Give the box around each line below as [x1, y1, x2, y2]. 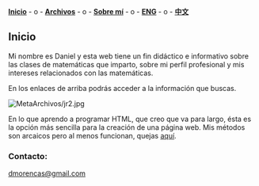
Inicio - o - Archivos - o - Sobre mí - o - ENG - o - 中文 [8, 7, 189, 16]
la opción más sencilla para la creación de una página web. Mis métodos [8, 122, 246, 132]
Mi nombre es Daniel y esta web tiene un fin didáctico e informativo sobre [8, 51, 249, 61]
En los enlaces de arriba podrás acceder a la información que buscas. [8, 83, 237, 93]
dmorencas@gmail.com [8, 169, 86, 178]
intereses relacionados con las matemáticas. [8, 68, 154, 78]
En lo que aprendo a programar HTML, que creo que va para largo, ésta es [8, 114, 252, 123]
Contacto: [8, 150, 48, 161]
